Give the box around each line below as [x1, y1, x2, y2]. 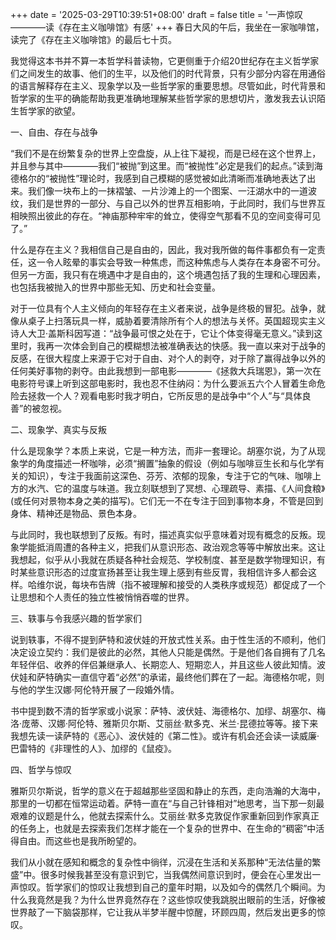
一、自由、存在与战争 [10, 126, 98, 138]
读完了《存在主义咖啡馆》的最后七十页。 [10, 34, 177, 45]
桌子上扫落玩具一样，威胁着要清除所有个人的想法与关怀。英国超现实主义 [27, 315, 326, 327]
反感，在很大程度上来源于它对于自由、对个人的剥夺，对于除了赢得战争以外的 [10, 353, 326, 364]
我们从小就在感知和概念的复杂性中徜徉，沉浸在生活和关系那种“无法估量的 [10, 856, 313, 868]
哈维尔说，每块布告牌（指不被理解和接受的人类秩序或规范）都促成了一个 [27, 579, 326, 590]
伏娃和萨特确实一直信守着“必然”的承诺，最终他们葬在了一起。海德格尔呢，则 [10, 671, 325, 683]
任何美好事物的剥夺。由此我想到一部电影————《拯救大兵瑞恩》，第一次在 [10, 365, 322, 377]
